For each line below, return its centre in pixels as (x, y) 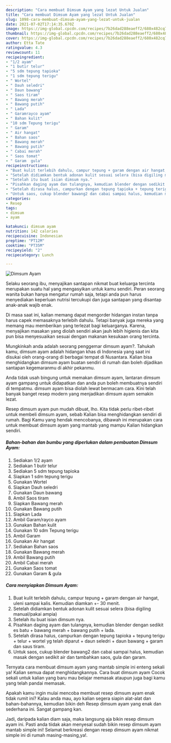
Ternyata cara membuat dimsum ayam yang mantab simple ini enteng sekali (85, 667)
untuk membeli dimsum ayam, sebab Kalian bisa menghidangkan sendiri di (84, 414)
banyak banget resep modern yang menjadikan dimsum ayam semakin (80, 394)
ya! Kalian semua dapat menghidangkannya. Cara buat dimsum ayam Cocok (85, 673)
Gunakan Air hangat (34, 541)
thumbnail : (17, 33)
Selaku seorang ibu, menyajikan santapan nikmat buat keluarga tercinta (80, 284)
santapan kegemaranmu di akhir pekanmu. (50, 368)
